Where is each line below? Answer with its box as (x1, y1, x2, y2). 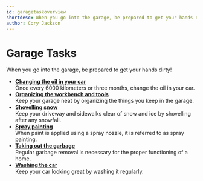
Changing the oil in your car (14, 78, 86, 85)
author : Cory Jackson (6, 20, 61, 26)
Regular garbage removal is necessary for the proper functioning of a (14, 149, 188, 156)
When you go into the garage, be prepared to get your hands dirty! (6, 66, 172, 73)
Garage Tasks (6, 46, 77, 60)
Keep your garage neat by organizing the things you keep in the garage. (14, 97, 195, 105)
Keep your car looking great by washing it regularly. (14, 168, 144, 176)
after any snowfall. (14, 116, 62, 124)
